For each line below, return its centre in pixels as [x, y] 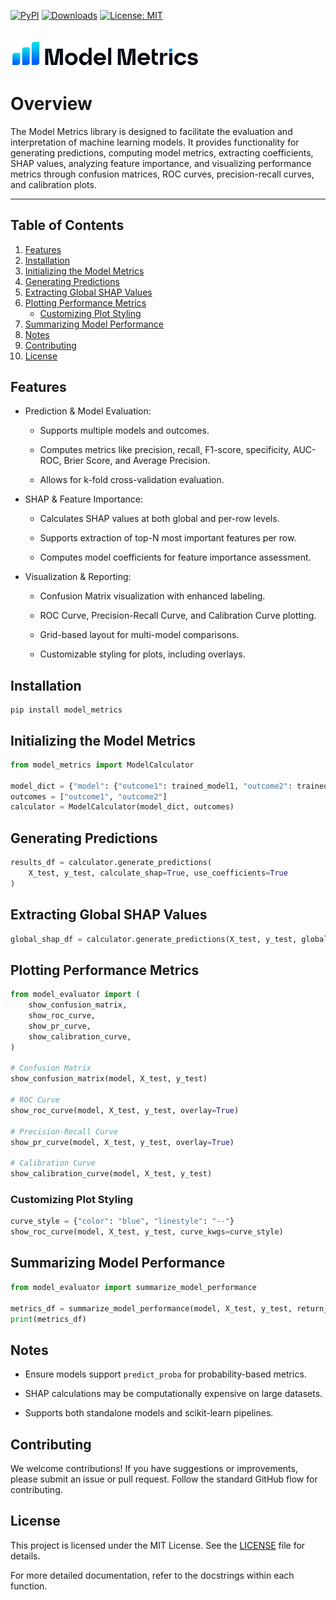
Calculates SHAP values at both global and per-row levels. [159, 519]
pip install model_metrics [66, 710]
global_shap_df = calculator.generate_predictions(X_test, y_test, [154, 939]
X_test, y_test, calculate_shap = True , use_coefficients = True [158, 873]
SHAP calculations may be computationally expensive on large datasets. [173, 1394]
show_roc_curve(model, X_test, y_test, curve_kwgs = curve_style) [147, 1232]
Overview [51, 103]
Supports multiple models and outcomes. [124, 431]
